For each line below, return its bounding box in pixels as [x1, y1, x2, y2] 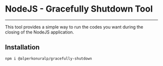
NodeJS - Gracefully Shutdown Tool [5, 3, 153, 15]
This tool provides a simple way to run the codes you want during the [5, 24, 144, 30]
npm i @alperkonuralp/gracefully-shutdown [5, 56, 92, 61]
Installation [5, 43, 40, 51]
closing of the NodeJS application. [5, 29, 74, 35]
